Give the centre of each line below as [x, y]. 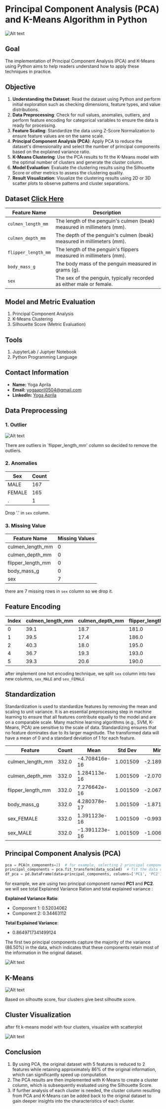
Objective [21, 87]
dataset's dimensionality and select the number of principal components [86, 146]
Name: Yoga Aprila [31, 385]
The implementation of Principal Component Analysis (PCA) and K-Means [80, 61]
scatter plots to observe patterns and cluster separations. [71, 183]
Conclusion [23, 1052]
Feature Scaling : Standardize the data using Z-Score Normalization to [83, 130]
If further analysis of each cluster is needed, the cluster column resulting [86, 1090]
